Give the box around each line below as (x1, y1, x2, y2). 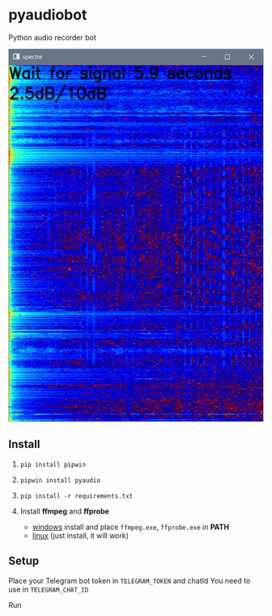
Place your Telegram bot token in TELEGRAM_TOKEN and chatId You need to (8, 575, 251, 585)
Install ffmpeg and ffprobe (19, 506, 109, 516)
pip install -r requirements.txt (19, 492, 134, 500)
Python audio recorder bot (8, 32, 97, 42)
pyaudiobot (8, 6, 87, 24)
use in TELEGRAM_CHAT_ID (8, 584, 89, 594)
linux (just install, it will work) (32, 530, 130, 541)
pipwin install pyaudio (19, 476, 101, 485)
